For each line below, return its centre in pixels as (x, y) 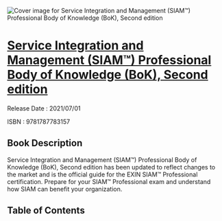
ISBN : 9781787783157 (39, 121)
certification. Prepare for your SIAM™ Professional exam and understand (109, 181)
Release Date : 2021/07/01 (44, 108)
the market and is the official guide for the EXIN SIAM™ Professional (102, 174)
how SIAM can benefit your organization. (65, 189)
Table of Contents (46, 210)
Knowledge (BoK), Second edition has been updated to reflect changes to (111, 167)
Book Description (45, 143)
